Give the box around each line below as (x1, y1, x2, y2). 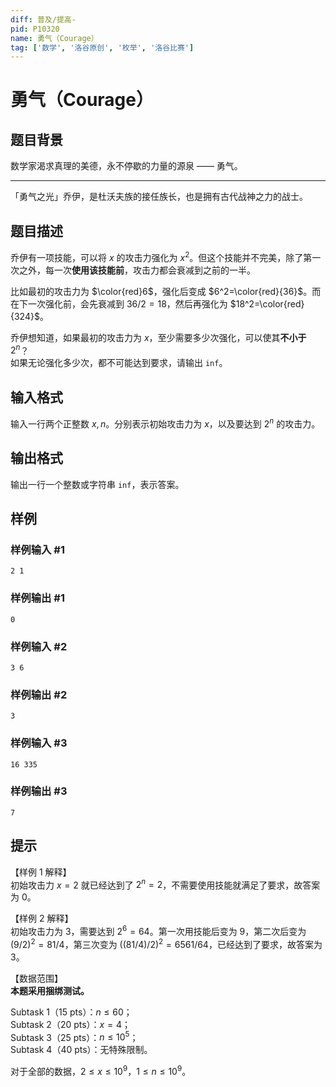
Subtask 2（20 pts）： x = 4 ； (10, 1018, 131, 1030)
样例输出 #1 (10, 591, 65, 605)
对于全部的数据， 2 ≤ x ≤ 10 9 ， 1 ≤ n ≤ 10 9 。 (10, 1064, 192, 1077)
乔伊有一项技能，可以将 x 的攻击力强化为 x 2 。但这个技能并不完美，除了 (10, 250, 304, 263)
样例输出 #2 (10, 687, 68, 701)
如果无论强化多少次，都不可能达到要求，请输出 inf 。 (10, 357, 228, 369)
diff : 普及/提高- (10, 14, 77, 25)
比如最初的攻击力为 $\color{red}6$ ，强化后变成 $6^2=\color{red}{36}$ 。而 (10, 285, 322, 297)
